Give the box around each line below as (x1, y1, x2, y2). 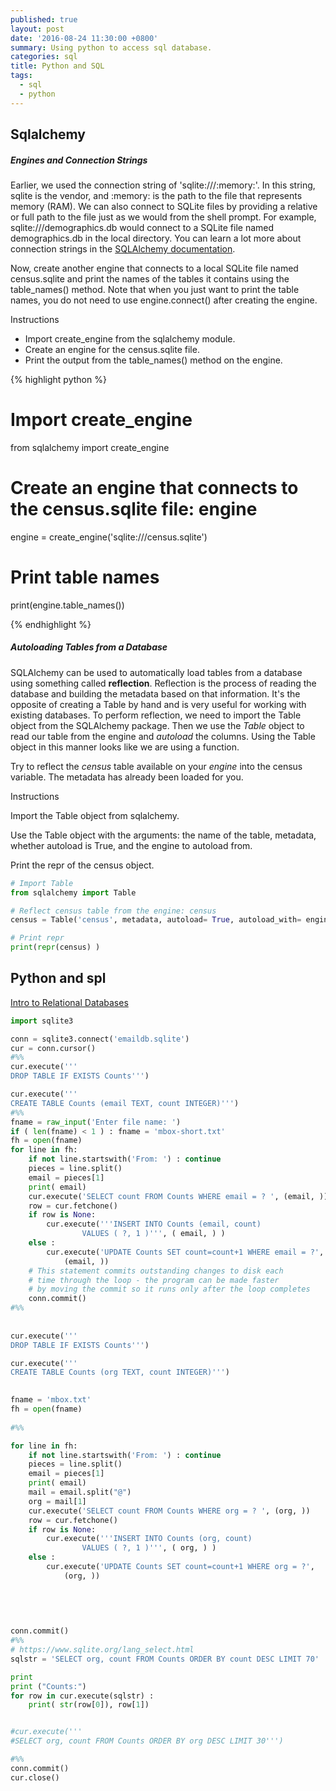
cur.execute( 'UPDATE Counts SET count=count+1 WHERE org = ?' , (46, 1562, 315, 1572)
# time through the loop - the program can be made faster (28, 1275, 280, 1285)
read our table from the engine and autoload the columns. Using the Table (10, 730, 316, 742)
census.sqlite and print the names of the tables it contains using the (10, 272, 290, 285)
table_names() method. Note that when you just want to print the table (10, 283, 300, 295)
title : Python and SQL (10, 61, 105, 71)
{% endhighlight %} (10, 618, 92, 630)
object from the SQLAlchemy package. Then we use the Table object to (10, 719, 305, 731)
